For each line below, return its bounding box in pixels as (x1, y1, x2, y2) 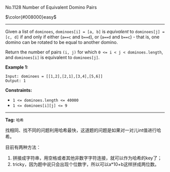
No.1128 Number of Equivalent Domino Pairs (5, 5, 97, 10)
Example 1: (5, 64, 29, 70)
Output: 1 (5, 78, 26, 83)
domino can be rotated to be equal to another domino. (5, 39, 118, 45)
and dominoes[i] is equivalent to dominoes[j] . (5, 54, 100, 60)
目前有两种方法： (5, 144, 41, 150)
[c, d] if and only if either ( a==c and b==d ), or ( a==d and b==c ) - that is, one (5, 34, 160, 40)
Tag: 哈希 (5, 117, 24, 123)
